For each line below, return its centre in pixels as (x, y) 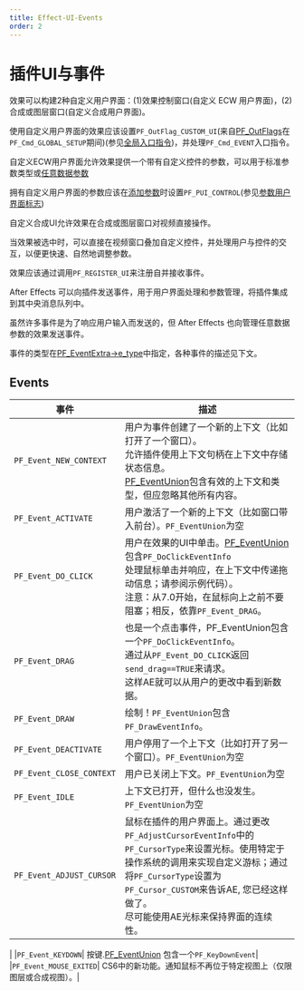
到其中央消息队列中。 (49, 304)
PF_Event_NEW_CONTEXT (60, 461)
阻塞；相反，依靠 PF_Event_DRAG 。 (196, 611)
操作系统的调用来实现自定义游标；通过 (207, 862)
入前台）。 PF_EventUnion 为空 (185, 526)
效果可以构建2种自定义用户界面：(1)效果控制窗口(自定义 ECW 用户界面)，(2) (151, 101)
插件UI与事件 (57, 74)
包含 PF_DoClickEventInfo (178, 557)
